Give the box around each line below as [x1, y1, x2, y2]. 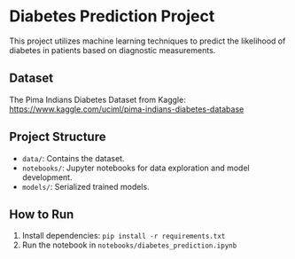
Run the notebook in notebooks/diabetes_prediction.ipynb [21, 239, 237, 250]
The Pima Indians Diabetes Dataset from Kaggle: [9, 94, 186, 105]
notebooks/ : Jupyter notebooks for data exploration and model [21, 162, 250, 173]
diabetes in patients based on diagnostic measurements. [9, 44, 216, 55]
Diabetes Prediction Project [9, 6, 215, 27]
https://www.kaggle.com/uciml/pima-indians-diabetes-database [9, 104, 245, 114]
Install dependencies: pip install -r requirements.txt [21, 231, 226, 241]
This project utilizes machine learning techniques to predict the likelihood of [9, 35, 286, 46]
